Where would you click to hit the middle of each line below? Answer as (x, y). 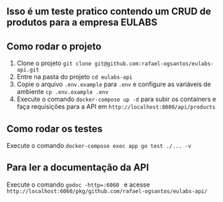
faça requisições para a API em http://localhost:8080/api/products (116, 107)
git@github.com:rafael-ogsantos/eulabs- (154, 64)
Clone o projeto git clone (54, 63)
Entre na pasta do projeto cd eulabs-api (74, 77)
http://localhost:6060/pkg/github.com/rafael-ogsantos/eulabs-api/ (107, 191)
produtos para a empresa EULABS (82, 23)
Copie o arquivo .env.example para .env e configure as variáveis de (114, 84)
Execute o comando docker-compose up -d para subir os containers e (116, 99)
